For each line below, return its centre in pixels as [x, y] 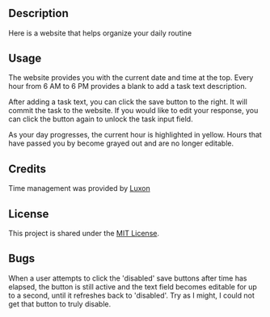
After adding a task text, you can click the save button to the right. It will [128, 102]
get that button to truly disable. [60, 304]
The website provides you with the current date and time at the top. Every [131, 78]
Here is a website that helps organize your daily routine [100, 33]
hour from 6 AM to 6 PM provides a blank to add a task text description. [128, 87]
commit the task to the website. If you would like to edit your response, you [133, 111]
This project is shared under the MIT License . [84, 234]
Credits [27, 169]
